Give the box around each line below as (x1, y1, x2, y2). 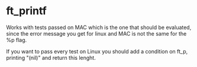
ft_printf (6, 4, 47, 18)
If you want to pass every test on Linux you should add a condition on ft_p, (6, 47, 188, 55)
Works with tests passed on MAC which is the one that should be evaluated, (6, 24, 192, 31)
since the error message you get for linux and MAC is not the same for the (6, 30, 187, 37)
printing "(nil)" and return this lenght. (6, 54, 96, 61)
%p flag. (6, 36, 27, 43)
